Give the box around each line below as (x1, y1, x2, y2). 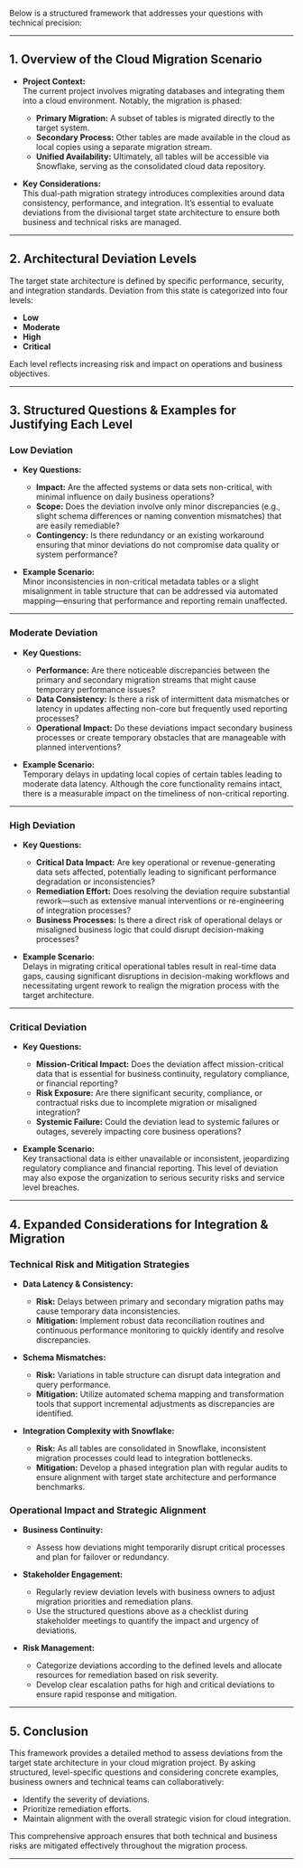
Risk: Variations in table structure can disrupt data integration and (35, 1369, 281, 1380)
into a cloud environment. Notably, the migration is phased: (22, 95, 243, 106)
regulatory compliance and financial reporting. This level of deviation (22, 1163, 279, 1174)
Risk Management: (22, 1643, 95, 1654)
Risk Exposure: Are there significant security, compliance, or (35, 1088, 263, 1099)
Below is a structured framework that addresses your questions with (9, 8, 263, 18)
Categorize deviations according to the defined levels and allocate (35, 1660, 282, 1671)
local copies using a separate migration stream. (35, 141, 213, 152)
